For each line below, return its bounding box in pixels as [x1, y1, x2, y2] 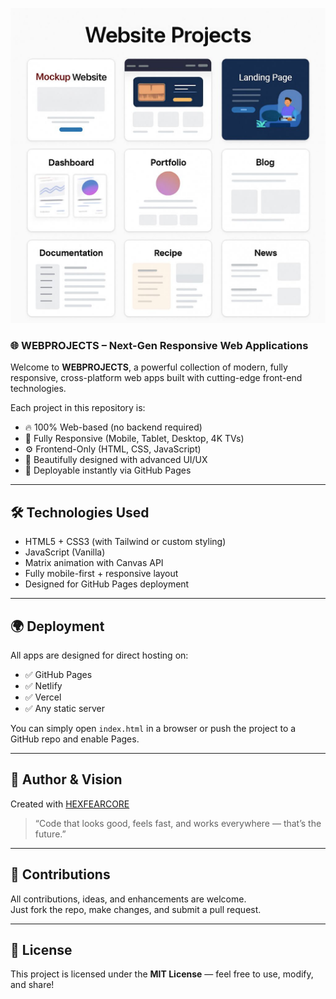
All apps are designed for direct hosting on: [10, 649, 189, 661]
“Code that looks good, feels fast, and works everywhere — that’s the [34, 817, 322, 829]
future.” [34, 828, 67, 840]
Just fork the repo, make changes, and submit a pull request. [10, 903, 262, 915]
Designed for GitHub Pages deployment [24, 578, 190, 590]
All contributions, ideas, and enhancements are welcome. [10, 893, 247, 905]
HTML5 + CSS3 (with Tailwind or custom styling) [24, 536, 227, 548]
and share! [10, 979, 55, 991]
